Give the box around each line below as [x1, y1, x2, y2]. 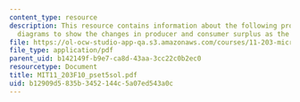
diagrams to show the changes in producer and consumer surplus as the [17, 29, 290, 38]
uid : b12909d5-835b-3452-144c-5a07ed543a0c [9, 79, 174, 88]
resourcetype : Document [9, 63, 98, 72]
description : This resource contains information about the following [9, 21, 278, 30]
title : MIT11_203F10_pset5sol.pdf [9, 71, 138, 80]
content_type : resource [9, 12, 98, 22]
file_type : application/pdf [9, 46, 114, 55]
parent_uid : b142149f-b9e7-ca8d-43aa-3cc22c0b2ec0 [9, 54, 202, 63]
